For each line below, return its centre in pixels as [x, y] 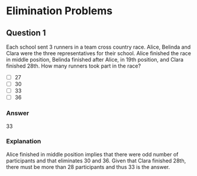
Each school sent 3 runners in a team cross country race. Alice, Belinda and [98, 47]
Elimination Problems [59, 11]
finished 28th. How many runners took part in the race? [73, 66]
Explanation [24, 142]
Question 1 [26, 33]
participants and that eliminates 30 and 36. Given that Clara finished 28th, [96, 161]
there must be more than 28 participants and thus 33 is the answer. [88, 167]
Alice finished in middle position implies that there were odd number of [92, 154]
